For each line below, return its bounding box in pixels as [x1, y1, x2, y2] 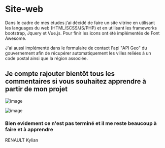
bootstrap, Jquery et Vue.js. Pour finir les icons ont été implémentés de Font [5, 30, 160, 36]
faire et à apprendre [5, 126, 53, 133]
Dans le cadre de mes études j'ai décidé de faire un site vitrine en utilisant [5, 20, 155, 26]
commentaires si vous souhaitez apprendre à [5, 77, 146, 86]
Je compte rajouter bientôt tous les [5, 70, 115, 78]
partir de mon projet [5, 85, 68, 93]
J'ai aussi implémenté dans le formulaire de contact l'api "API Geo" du [5, 45, 147, 51]
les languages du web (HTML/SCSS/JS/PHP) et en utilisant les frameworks [5, 25, 157, 30]
